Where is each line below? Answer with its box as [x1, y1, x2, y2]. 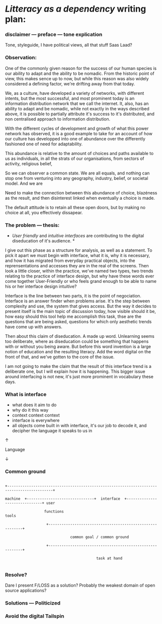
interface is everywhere [12, 417, 60, 423]
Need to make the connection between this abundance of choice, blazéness [5, 190, 158, 195]
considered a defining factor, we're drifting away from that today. [5, 81, 135, 87]
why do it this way [12, 407, 49, 413]
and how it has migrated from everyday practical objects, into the [5, 258, 135, 263]
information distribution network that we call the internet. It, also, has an [5, 101, 149, 106]
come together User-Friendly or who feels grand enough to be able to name [5, 278, 157, 284]
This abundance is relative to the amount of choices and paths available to [5, 150, 154, 156]
